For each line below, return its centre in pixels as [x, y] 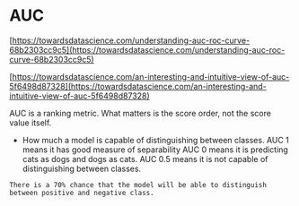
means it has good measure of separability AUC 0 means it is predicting [155, 150]
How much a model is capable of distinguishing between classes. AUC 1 [156, 140]
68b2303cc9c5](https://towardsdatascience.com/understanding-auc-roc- [147, 49]
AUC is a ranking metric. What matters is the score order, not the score [141, 113]
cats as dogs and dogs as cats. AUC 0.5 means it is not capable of [145, 159]
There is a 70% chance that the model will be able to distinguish [138, 185]
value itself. [31, 123]
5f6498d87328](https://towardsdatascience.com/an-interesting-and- [138, 86]
